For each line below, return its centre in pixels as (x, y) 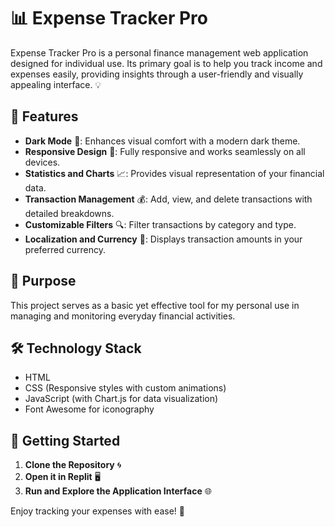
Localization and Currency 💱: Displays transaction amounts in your (163, 239)
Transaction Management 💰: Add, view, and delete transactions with (168, 199)
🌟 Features (44, 116)
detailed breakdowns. (69, 213)
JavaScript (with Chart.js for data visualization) (121, 399)
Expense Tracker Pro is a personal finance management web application (159, 52)
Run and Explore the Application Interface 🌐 (118, 491)
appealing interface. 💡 (56, 84)
